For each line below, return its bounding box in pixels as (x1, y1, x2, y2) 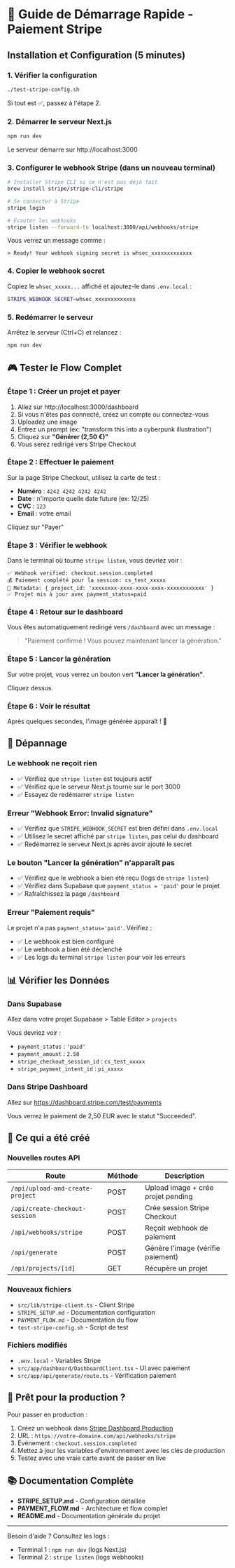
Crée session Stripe (144, 1203, 210, 1213)
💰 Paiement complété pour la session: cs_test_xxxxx (7, 577, 166, 584)
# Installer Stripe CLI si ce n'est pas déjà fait (7, 179, 158, 186)
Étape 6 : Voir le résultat (7, 701, 91, 711)
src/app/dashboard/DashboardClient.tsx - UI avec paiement (17, 1364, 190, 1372)
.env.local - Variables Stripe (17, 1356, 101, 1365)
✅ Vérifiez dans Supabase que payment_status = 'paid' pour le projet (17, 882, 220, 890)
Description (164, 1171, 205, 1181)
